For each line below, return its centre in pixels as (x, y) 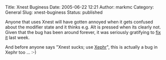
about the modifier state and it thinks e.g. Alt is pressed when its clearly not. (83, 27)
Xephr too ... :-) (21, 52)
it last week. (17, 37)
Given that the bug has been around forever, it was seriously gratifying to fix (83, 32)
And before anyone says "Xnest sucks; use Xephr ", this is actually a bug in (82, 47)
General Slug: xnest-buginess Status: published (54, 12)
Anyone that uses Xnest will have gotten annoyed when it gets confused (79, 22)
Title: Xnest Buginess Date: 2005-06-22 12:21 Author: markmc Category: (80, 7)
